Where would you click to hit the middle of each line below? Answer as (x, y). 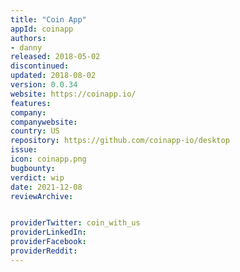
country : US (35, 131)
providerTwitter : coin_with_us (75, 223)
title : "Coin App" (48, 19)
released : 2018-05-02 (55, 57)
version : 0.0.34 (44, 85)
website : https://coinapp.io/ (73, 94)
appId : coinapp (42, 29)
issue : (24, 150)
